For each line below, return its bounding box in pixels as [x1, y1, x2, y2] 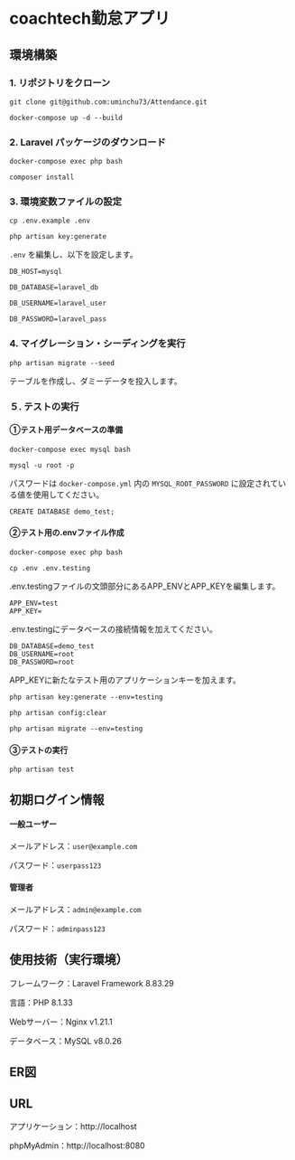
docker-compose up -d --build [9, 113, 124, 122]
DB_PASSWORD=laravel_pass [9, 315, 106, 324]
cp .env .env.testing [9, 564, 91, 573]
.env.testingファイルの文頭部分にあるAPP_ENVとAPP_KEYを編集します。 [9, 580, 281, 592]
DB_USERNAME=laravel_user [9, 299, 106, 308]
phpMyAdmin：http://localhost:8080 [9, 1140, 146, 1151]
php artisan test [9, 765, 75, 774]
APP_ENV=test [9, 599, 59, 608]
